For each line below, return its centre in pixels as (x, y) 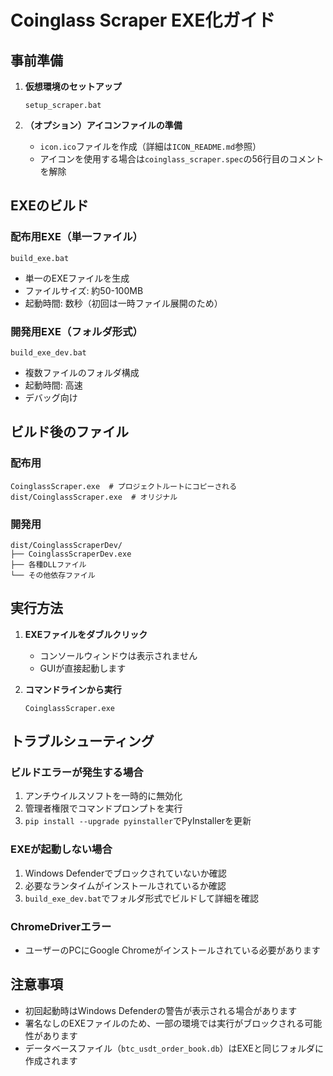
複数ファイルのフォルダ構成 (82, 372)
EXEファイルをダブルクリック (86, 634)
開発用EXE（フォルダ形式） (76, 331)
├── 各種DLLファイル (48, 564)
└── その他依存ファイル (53, 575)
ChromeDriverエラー (61, 926)
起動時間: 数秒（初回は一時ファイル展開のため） (123, 303)
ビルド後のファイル (69, 432)
